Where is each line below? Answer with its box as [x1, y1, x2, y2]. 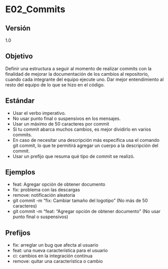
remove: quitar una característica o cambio [12, 258, 103, 264]
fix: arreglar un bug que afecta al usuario [12, 242, 98, 248]
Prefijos [5, 228, 31, 237]
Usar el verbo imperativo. [12, 110, 66, 116]
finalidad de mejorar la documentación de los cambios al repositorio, [5, 71, 149, 77]
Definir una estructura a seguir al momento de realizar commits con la [5, 65, 152, 72]
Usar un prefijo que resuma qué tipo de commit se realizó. [12, 153, 135, 159]
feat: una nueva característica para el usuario [12, 248, 108, 254]
